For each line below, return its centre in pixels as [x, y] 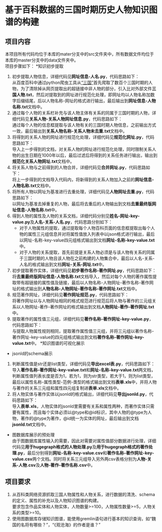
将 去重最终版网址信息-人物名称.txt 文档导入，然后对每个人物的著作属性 [82, 276]
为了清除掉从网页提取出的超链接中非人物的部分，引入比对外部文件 [86, 89]
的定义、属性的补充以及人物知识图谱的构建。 [57, 500]
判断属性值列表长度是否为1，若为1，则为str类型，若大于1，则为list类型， [84, 376]
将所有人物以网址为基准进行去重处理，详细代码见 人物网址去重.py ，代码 [83, 192]
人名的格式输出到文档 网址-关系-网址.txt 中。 [63, 264]
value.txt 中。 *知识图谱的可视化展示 [48, 343]
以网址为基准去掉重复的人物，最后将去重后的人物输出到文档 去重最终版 [82, 204]
